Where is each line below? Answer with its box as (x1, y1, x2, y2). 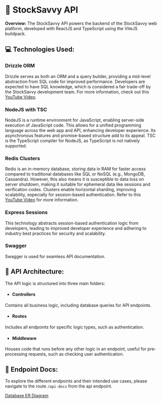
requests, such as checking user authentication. (28, 351, 124, 357)
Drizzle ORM (5, 63, 35, 69)
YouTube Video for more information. (5, 197, 79, 203)
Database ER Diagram (5, 393, 49, 399)
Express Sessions (5, 209, 48, 216)
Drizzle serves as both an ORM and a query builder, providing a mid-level (5, 73, 151, 79)
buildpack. (5, 31, 26, 36)
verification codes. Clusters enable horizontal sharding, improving (5, 187, 136, 193)
